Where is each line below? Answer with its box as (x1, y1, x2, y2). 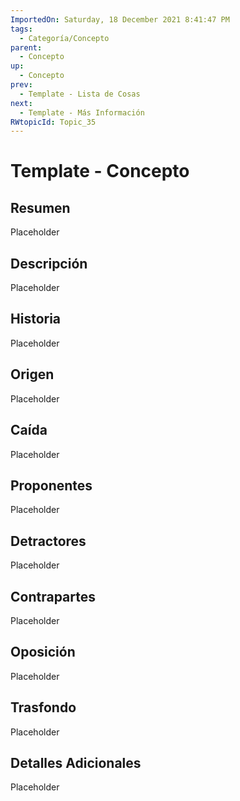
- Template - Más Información (19, 107, 145, 118)
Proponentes (10, 477, 93, 494)
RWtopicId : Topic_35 (10, 117, 97, 127)
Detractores (10, 532, 87, 550)
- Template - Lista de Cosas (19, 89, 141, 99)
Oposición (10, 644, 76, 661)
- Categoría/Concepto (19, 33, 110, 43)
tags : (10, 24, 33, 34)
